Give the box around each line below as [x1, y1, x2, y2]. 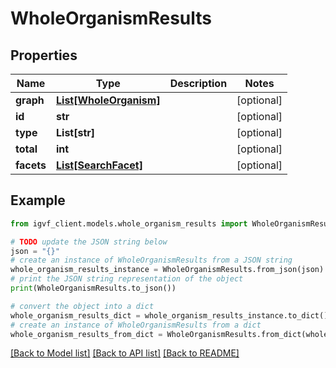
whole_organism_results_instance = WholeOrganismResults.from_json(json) [10, 265, 325, 275]
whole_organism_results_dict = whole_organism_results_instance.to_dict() [10, 310, 329, 321]
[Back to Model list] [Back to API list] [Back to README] [10, 347, 240, 359]
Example [10, 192, 66, 209]
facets [15, 158, 47, 172]
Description [169, 77, 228, 90]
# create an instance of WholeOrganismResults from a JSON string [10, 255, 293, 266]
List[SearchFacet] [56, 158, 143, 172]
